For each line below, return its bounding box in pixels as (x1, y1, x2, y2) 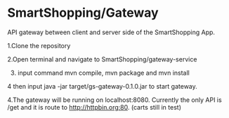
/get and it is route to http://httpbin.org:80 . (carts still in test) (7, 103, 181, 111)
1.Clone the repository (7, 41, 71, 50)
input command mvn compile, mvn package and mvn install (17, 68, 190, 77)
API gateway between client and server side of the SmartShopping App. (7, 28, 216, 36)
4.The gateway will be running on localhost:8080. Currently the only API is (7, 96, 223, 104)
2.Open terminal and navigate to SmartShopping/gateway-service (7, 54, 197, 64)
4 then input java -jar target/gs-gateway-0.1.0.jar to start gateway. (7, 82, 198, 90)
